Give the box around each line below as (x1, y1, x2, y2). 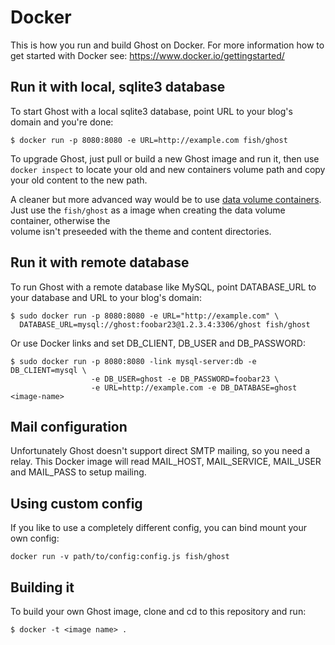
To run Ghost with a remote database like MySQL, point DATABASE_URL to (10, 281, 317, 293)
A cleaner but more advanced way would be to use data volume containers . (10, 193, 322, 205)
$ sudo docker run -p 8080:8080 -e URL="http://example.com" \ (10, 311, 280, 321)
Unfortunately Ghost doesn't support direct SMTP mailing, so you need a (10, 445, 311, 457)
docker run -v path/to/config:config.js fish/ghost (10, 552, 230, 562)
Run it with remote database (10, 254, 190, 271)
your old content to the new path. (10, 174, 148, 186)
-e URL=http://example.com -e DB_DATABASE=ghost (90, 382, 298, 393)
